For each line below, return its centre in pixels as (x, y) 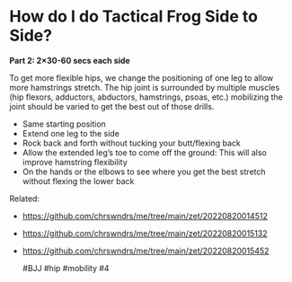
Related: (25, 198)
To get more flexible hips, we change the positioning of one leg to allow (142, 77)
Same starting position (64, 124)
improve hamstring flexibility (75, 162)
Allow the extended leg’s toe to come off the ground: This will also (144, 152)
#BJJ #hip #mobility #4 (66, 268)
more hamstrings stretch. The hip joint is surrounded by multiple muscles (145, 87)
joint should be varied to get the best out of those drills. (112, 106)
